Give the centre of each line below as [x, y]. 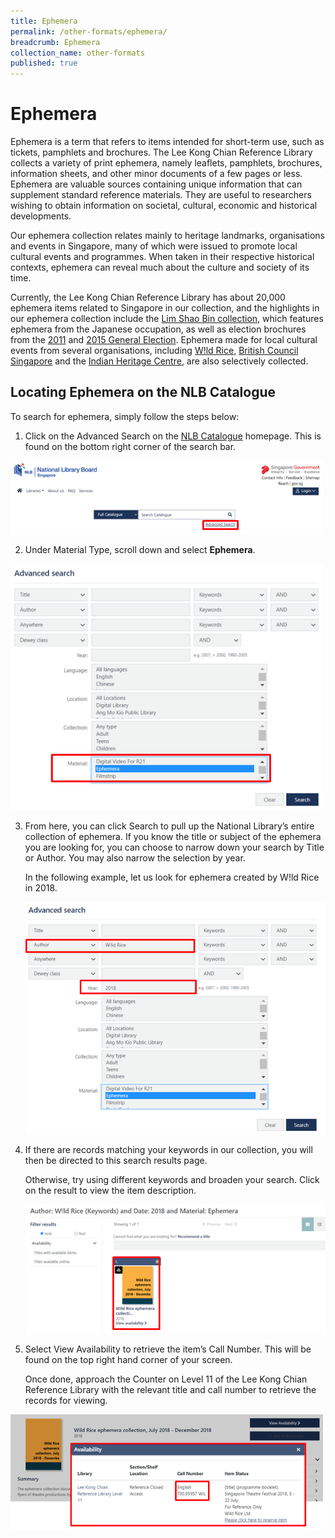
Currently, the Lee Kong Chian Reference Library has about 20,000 [148, 297]
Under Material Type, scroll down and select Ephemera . [140, 549]
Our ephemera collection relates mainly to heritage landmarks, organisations [167, 236]
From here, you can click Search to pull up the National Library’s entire [169, 826]
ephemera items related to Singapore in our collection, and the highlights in [165, 308]
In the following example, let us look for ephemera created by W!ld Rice [172, 877]
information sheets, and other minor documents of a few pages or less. [156, 174]
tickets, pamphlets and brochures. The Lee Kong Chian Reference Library [161, 152]
